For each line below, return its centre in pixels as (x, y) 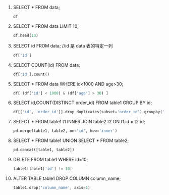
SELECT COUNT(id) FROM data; (46, 65)
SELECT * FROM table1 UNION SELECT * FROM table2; (71, 140)
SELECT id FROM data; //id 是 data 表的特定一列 (63, 45)
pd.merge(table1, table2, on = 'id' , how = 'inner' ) (65, 131)
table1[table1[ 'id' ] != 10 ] (42, 169)
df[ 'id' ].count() (31, 74)
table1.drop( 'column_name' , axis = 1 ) (51, 187)
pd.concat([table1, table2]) (44, 150)
